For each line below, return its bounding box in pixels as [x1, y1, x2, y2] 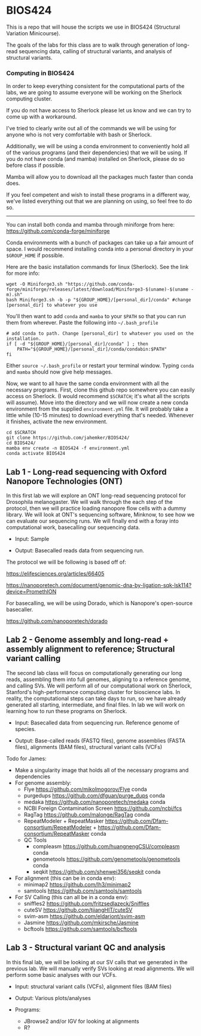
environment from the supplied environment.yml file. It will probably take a [6, 405, 188, 412]
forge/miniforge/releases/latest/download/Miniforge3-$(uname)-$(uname [6, 286, 188, 293]
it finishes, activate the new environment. [6, 418, 108, 425]
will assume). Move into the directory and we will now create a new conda [6, 399, 188, 407]
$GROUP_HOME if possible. [6, 252, 65, 259]
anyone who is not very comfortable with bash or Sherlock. [6, 131, 153, 138]
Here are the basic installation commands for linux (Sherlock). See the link [6, 264, 189, 271]
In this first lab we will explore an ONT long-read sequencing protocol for [6, 492, 187, 499]
